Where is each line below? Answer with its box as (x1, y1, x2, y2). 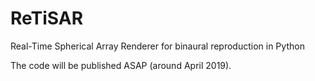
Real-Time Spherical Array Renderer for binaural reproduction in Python (10, 40, 305, 52)
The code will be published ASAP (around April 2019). (10, 59, 232, 71)
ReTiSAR (10, 7, 84, 30)
